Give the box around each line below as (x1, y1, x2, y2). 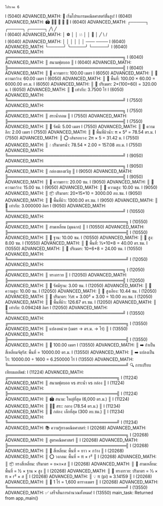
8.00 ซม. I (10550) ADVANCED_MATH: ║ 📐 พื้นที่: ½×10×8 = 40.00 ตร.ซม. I (5, 240, 148, 246)
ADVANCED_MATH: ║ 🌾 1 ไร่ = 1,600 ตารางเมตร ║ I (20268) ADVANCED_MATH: (5, 479, 159, 484)
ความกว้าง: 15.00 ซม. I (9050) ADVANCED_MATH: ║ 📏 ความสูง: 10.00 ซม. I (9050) (5, 184, 158, 190)
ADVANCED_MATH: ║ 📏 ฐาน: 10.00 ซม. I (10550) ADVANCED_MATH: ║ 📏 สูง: (5, 235, 154, 240)
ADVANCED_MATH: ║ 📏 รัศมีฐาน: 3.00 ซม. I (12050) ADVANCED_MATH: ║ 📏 (5, 283, 152, 288)
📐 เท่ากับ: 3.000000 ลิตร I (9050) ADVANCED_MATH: (5, 203, 106, 208)
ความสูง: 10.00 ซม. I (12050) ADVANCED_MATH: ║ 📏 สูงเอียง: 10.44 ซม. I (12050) (5, 288, 157, 294)
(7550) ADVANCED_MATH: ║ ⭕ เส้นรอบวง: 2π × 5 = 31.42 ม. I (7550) (5, 135, 140, 140)
